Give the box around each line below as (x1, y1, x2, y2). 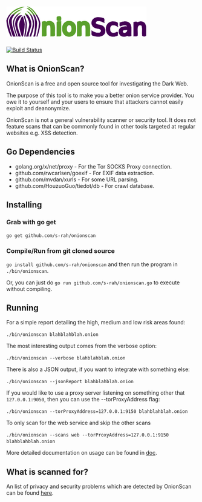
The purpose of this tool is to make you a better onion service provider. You (6, 92, 195, 99)
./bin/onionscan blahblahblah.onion (6, 332, 99, 338)
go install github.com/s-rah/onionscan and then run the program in (6, 261, 178, 268)
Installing (6, 199, 42, 210)
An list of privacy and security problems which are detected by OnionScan (6, 483, 192, 490)
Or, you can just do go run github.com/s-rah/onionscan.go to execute (6, 279, 180, 286)
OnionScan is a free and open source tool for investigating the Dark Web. (6, 79, 189, 87)
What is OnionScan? (6, 64, 85, 74)
